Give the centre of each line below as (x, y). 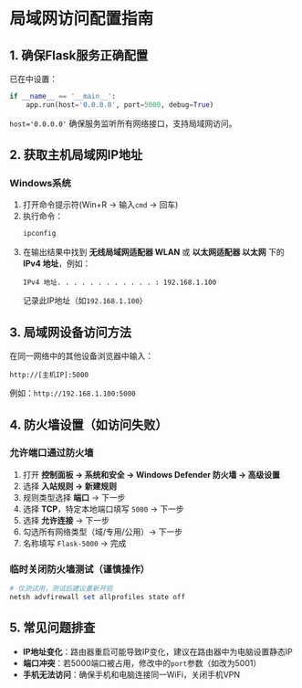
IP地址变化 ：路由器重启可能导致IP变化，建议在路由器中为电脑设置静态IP (158, 651)
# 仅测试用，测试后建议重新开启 (61, 589)
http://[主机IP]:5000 (49, 376)
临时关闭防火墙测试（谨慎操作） (80, 569)
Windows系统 (40, 184)
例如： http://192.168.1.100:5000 (73, 393)
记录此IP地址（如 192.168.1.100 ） (85, 301)
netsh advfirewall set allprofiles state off (97, 597)
